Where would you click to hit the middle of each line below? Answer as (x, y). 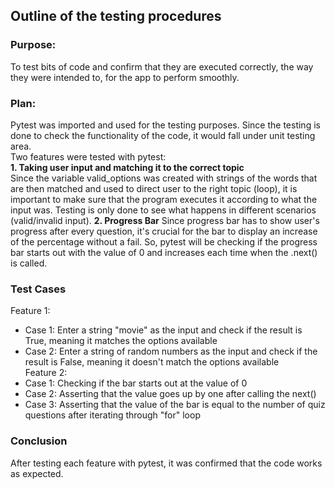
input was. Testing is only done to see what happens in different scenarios (163, 210)
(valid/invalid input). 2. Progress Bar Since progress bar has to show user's (165, 220)
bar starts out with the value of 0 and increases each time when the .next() (164, 252)
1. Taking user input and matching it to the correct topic (127, 167)
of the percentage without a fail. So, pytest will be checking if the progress (164, 241)
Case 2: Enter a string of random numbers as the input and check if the (171, 351)
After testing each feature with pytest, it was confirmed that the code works (166, 463)
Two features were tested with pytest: (88, 156)
